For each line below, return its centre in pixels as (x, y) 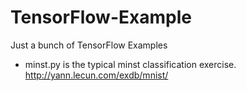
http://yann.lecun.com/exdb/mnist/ (96, 75)
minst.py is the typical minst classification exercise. (130, 64)
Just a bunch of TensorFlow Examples (89, 45)
